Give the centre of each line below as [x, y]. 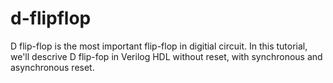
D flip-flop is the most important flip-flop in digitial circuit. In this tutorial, [159, 46]
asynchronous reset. [52, 67]
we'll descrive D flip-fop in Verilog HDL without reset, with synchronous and [166, 56]
